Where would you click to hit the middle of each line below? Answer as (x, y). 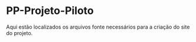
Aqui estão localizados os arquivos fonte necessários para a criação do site (98, 27)
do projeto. (19, 33)
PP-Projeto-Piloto (50, 11)
